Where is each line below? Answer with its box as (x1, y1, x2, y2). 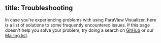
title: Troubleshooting (5, 4, 73, 12)
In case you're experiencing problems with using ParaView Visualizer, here (5, 17, 157, 22)
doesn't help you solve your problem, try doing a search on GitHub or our (5, 27, 154, 33)
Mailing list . (5, 32, 29, 38)
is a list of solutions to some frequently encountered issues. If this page (5, 22, 150, 28)
